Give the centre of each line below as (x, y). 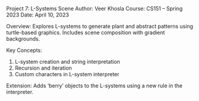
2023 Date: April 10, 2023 (38, 15)
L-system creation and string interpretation (67, 62)
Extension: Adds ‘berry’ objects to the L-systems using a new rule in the (94, 86)
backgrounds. (23, 39)
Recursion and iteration (43, 68)
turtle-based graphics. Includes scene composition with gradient (85, 32)
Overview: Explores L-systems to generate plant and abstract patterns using (100, 26)
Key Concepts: (24, 50)
